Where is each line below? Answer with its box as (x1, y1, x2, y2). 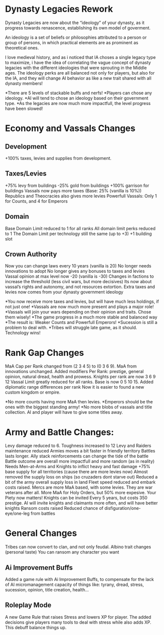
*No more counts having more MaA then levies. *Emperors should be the (5, 399, 153, 405)
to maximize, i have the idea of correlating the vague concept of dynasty (5, 59, 151, 65)
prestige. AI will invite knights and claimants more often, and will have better (5, 500, 158, 506)
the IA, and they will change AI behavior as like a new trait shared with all (5, 75, 152, 81)
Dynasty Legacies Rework (5, 3, 113, 15)
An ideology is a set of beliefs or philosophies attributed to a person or (5, 34, 147, 40)
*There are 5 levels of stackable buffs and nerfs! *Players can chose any (5, 90, 152, 96)
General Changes (5, 528, 77, 539)
